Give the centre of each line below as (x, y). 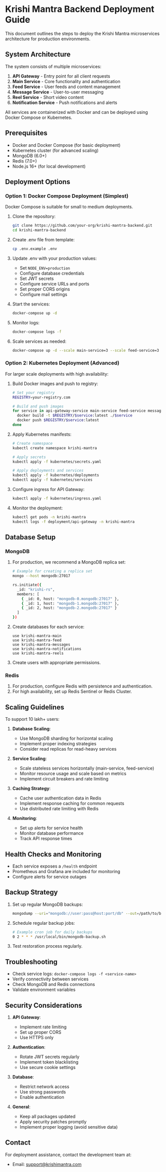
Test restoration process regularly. (47, 946)
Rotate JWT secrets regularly (50, 1057)
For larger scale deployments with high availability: (57, 374)
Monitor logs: (26, 322)
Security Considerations (44, 1005)
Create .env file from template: (44, 240)
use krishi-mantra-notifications (47, 649)
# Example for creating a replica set (52, 571)
